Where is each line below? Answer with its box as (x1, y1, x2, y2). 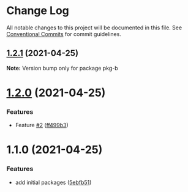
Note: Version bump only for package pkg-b (6, 64, 118, 72)
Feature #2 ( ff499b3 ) (15, 122, 69, 129)
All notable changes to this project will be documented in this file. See (6, 24, 182, 31)
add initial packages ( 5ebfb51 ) (15, 179, 92, 186)
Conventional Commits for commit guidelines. (6, 30, 121, 37)
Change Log (6, 4, 69, 18)
